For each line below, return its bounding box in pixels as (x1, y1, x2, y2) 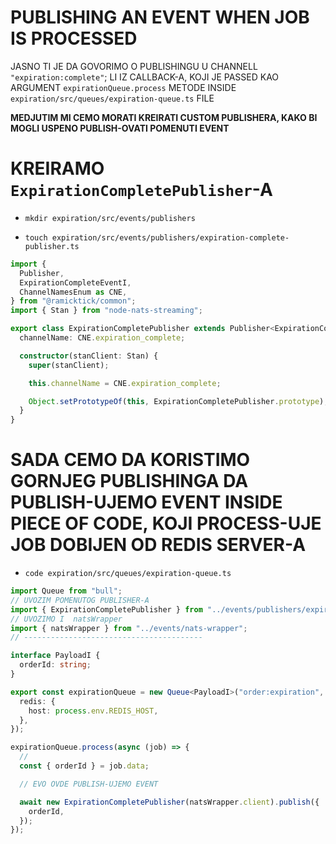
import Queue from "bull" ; (10, 586, 123, 596)
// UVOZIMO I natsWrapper (10, 614, 123, 624)
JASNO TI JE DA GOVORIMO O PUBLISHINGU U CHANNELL (10, 60, 258, 72)
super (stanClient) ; (28, 360, 110, 370)
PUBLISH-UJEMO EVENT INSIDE (10, 491, 283, 514)
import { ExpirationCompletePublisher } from (10, 604, 203, 615)
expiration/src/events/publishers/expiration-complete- (51, 232, 290, 243)
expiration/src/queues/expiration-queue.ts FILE (10, 92, 215, 104)
